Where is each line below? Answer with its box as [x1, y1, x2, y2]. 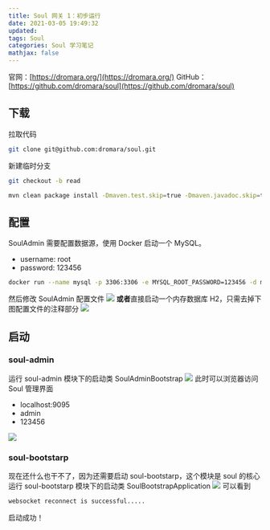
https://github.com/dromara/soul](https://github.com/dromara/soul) [10, 81, 235, 91]
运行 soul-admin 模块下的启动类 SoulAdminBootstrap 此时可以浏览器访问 [8, 373, 259, 383]
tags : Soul [8, 34, 45, 43]
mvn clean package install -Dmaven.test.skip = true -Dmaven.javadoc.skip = [8, 191, 261, 199]
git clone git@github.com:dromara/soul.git [8, 145, 157, 153]
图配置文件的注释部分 [8, 304, 79, 314]
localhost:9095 [19, 399, 71, 410]
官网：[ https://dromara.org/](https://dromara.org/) [8, 72, 175, 81]
